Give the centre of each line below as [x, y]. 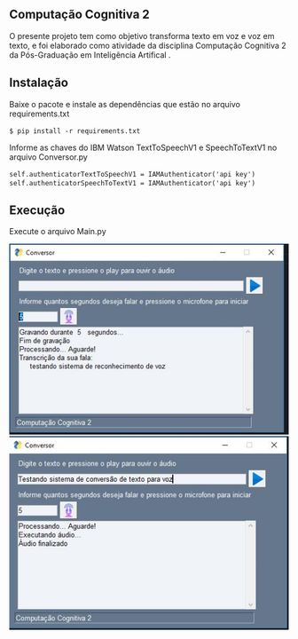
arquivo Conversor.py [49, 157]
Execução [37, 211]
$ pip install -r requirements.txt [75, 131]
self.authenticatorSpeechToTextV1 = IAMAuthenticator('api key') [132, 183]
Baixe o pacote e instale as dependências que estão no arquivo [125, 104]
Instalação [39, 83]
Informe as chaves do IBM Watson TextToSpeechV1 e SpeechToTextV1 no [143, 147]
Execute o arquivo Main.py [58, 232]
